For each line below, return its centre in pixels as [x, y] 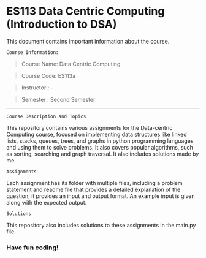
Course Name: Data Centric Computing [71, 64]
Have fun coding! [32, 248]
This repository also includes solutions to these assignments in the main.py [101, 225]
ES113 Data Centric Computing [86, 11]
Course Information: [33, 52]
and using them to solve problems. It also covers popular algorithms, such [100, 147]
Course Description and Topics [46, 116]
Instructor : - [37, 88]
